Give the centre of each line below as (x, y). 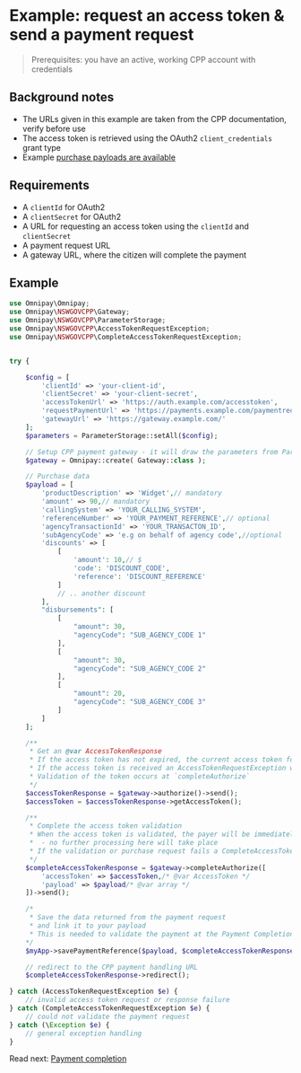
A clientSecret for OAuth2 (72, 216)
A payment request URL (66, 245)
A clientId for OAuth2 (64, 207)
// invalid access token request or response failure (128, 1000)
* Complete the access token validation (105, 826)
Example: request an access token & (147, 16)
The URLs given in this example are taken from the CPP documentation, (154, 119)
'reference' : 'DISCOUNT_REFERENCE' (139, 576)
